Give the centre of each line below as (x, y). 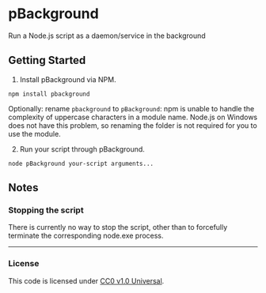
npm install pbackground (49, 94)
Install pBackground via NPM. (68, 79)
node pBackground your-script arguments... (81, 163)
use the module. (34, 133)
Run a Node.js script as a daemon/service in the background (107, 36)
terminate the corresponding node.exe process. (86, 236)
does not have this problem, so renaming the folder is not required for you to (133, 125)
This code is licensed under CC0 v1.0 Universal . (86, 280)
